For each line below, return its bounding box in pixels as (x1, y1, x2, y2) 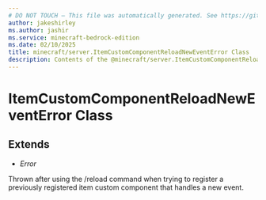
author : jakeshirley (8, 19, 77, 27)
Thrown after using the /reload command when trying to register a (8, 174, 224, 183)
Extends (8, 138, 50, 151)
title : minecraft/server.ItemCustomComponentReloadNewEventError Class (8, 48, 249, 56)
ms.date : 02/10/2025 (8, 41, 77, 49)
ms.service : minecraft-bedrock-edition (8, 33, 140, 42)
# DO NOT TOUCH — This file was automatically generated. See (8, 11, 218, 20)
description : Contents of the (8, 56, 108, 64)
